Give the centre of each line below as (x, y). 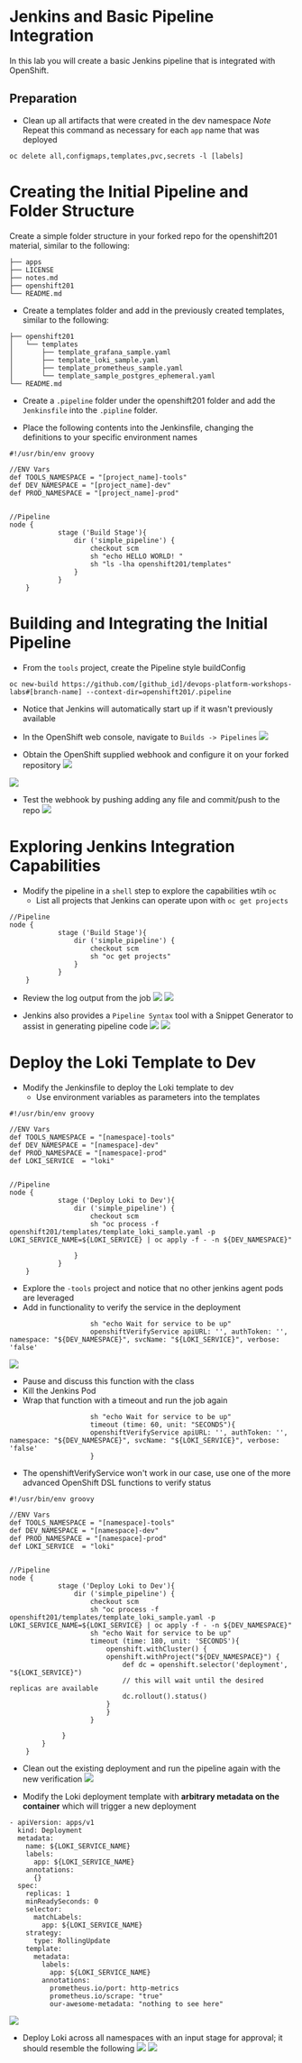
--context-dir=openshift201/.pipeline (159, 692)
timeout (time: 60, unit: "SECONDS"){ (163, 1425)
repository (41, 765)
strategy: (44, 1933)
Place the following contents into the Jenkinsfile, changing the (138, 427)
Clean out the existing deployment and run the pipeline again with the (151, 1768)
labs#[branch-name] (46, 692)
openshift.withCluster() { (156, 1649)
